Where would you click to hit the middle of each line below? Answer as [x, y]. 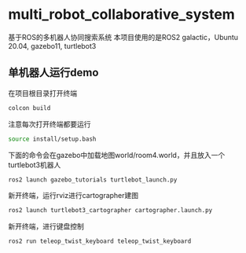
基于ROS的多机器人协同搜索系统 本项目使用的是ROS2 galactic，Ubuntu [123, 37]
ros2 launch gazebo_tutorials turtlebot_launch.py [93, 180]
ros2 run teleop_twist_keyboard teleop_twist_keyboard [100, 241]
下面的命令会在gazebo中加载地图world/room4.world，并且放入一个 [117, 155]
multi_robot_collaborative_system [122, 15]
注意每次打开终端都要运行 [50, 124]
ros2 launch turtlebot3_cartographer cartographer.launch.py [110, 211]
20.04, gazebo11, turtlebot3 [52, 46]
